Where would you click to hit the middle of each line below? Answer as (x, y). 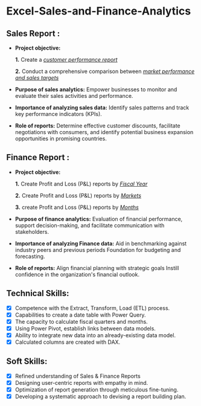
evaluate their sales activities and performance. (74, 96)
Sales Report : (33, 34)
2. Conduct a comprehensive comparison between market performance (105, 71)
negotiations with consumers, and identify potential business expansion (104, 132)
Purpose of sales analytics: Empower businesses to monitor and (96, 89)
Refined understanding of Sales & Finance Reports (78, 376)
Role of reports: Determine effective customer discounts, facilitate (98, 126)
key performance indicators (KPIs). (59, 114)
